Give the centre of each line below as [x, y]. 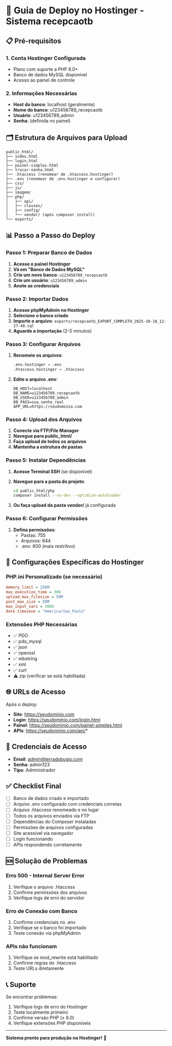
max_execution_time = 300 [33, 592]
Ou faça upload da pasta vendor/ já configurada [65, 505]
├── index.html [22, 156]
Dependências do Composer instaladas [55, 822]
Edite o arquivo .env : [35, 379]
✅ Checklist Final [34, 786]
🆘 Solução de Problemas [47, 861]
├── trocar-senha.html [30, 170]
